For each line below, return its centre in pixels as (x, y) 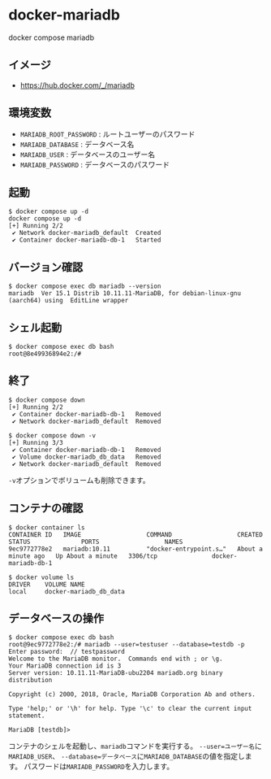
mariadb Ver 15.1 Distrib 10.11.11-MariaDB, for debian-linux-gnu (125, 294)
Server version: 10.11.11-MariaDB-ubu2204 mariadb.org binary (116, 673)
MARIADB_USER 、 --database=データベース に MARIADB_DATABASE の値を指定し (127, 756)
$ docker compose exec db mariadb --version (85, 286)
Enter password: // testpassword (67, 652)
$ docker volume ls (41, 577)
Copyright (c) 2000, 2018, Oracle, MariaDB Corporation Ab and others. (132, 694)
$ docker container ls (47, 527)
